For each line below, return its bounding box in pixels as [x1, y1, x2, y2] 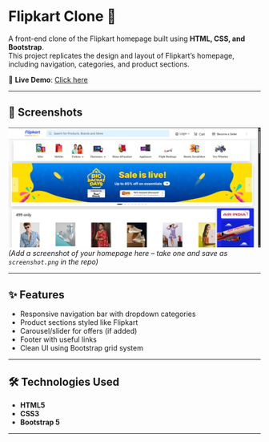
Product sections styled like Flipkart [19, 318, 139, 327]
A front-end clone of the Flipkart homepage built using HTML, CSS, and [8, 34, 246, 43]
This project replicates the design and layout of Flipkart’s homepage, [8, 51, 235, 60]
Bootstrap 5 [19, 417, 60, 428]
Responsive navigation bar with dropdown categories [19, 309, 196, 319]
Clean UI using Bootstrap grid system [19, 343, 144, 353]
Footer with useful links [19, 335, 98, 344]
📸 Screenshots [8, 106, 83, 120]
